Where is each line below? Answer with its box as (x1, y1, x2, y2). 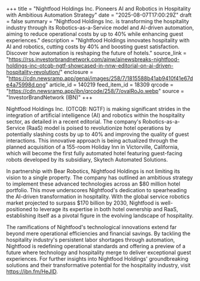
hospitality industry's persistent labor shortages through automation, (6, 236, 175, 243)
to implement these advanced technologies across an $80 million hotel (6, 180, 180, 187)
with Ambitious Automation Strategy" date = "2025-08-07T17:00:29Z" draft (6, 11, 192, 18)
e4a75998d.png (6, 81, 46, 88)
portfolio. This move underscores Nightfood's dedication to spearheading (6, 187, 187, 193)
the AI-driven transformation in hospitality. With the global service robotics (6, 193, 190, 200)
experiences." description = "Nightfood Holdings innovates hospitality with (6, 37, 190, 44)
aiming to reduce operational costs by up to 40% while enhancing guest (6, 30, 184, 38)
